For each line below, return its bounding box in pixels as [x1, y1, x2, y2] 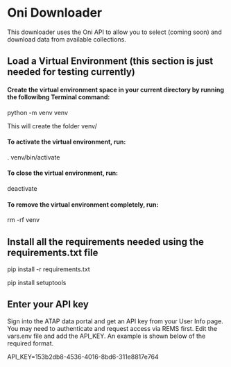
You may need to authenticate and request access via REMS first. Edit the [7, 324, 217, 332]
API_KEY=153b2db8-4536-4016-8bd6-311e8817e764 [7, 352, 160, 361]
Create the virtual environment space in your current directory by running [7, 85, 224, 94]
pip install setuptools [7, 278, 67, 287]
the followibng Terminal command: [7, 92, 110, 101]
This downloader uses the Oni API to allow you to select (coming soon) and [7, 28, 222, 36]
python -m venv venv [7, 108, 68, 117]
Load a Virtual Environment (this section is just [7, 56, 214, 67]
